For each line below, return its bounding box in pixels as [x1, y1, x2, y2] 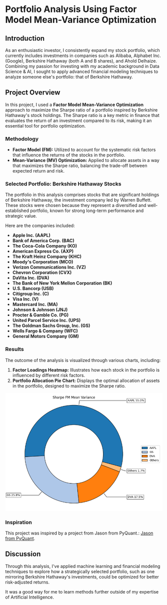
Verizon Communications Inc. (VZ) [12, 264, 86, 270]
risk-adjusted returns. [5, 579, 50, 585]
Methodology [5, 135, 39, 142]
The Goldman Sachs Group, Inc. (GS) [12, 322, 90, 328]
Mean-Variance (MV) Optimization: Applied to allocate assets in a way [12, 157, 160, 163]
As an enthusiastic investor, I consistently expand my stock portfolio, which [5, 47, 160, 53]
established [5, 207, 29, 213]
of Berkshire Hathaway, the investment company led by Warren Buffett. [5, 197, 152, 203]
